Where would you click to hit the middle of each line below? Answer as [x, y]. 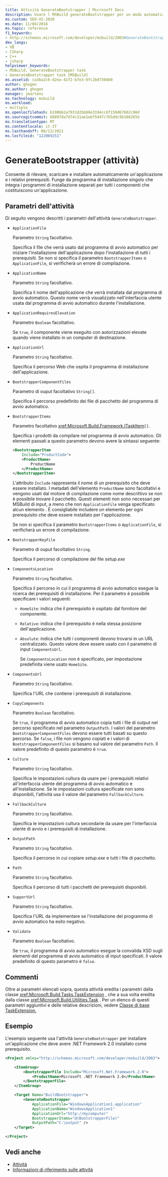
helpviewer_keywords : [28, 66]
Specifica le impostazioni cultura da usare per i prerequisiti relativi [80, 778]
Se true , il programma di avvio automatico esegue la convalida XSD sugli [87, 951]
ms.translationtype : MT [30, 122]
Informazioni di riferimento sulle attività [53, 1169]
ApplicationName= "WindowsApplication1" [73, 1109]
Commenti [22, 977]
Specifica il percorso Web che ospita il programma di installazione [80, 367]
